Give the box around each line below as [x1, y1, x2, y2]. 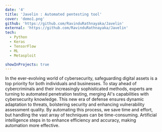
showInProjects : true [5, 62, 50, 67]
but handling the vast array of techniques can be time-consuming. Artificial [5, 112, 157, 118]
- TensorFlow [9, 44, 36, 49]
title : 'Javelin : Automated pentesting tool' [5, 12, 102, 17]
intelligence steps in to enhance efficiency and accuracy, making [5, 117, 136, 123]
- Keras [9, 39, 26, 44]
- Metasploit [9, 53, 36, 58]
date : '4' [5, 7, 26, 12]
